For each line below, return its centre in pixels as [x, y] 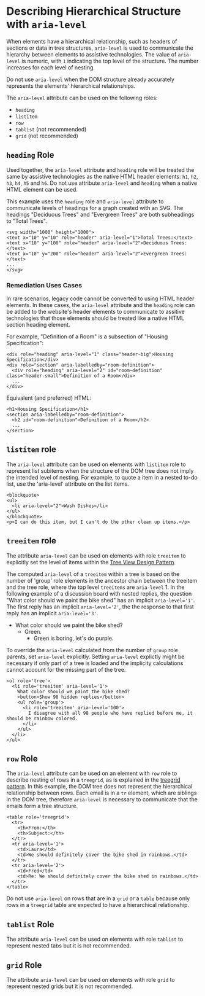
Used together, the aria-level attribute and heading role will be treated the [100, 169]
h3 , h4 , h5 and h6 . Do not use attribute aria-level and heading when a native [102, 183]
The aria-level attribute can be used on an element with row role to [92, 773]
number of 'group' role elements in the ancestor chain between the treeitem [102, 580]
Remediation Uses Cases [44, 285]
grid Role [24, 965]
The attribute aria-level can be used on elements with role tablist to [95, 939]
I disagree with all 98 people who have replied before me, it [110, 713]
